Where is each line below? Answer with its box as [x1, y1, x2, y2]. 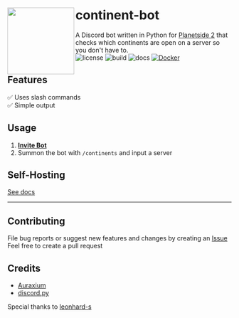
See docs [7, 188, 36, 196]
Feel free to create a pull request [7, 242, 103, 250]
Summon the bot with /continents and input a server [17, 148, 173, 157]
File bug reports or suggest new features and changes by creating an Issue [7, 234, 228, 243]
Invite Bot [17, 141, 48, 149]
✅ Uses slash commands [7, 92, 81, 101]
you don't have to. [75, 46, 129, 54]
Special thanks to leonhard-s [7, 302, 92, 311]
